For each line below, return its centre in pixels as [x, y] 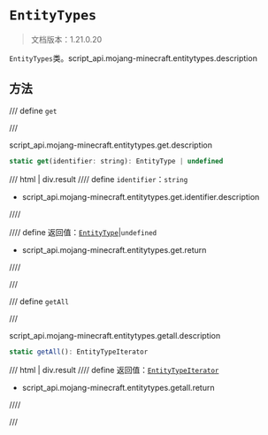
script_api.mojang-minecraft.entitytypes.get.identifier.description [141, 196]
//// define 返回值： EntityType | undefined [83, 232]
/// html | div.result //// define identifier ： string [99, 179]
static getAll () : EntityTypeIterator [79, 352]
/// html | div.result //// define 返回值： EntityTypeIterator [114, 370]
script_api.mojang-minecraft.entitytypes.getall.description [115, 335]
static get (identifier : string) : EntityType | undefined [116, 161]
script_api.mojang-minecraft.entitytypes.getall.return [118, 387]
